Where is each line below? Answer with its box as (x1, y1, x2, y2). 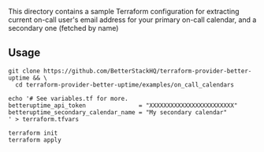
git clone (8, 67, 41, 75)
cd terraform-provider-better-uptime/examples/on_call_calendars (15, 80, 235, 89)
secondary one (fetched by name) (8, 24, 119, 32)
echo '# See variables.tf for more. (8, 95, 128, 102)
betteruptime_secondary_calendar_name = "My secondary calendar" (8, 108, 227, 117)
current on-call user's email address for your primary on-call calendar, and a (8, 15, 257, 24)
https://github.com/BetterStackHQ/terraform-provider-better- (43, 67, 252, 75)
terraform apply (8, 135, 61, 144)
